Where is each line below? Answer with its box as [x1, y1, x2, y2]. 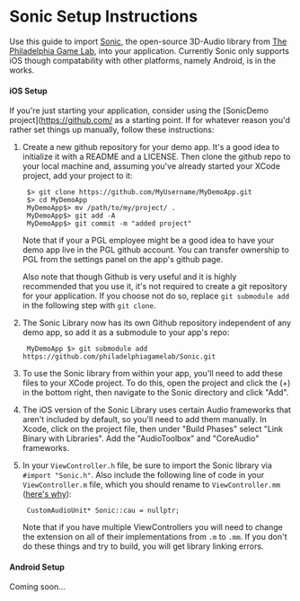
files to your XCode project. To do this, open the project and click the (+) [22, 377, 291, 388]
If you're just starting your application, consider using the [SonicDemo [9, 105, 269, 116]
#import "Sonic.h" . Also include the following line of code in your [22, 470, 265, 481]
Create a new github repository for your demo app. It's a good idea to [22, 142, 280, 153]
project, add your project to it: [22, 171, 133, 181]
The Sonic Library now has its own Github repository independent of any [22, 317, 292, 329]
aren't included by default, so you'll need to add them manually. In [22, 414, 268, 425]
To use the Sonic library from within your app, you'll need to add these [22, 368, 283, 379]
